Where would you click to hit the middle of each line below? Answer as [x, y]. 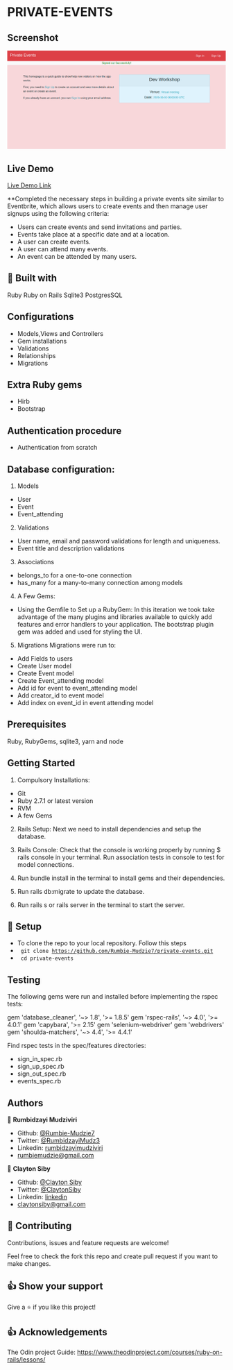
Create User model [44, 666]
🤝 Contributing [40, 1226]
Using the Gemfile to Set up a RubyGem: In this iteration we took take [116, 609]
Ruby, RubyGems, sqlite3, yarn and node [65, 741]
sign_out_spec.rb [42, 1074]
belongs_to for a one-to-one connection [74, 575]
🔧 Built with [32, 278]
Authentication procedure [64, 431]
